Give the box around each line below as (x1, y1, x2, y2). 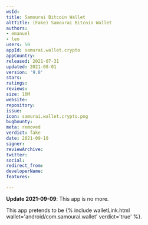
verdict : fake (6, 130, 41, 136)
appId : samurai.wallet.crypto (6, 47, 81, 53)
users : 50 (6, 42, 31, 48)
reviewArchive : (6, 146, 44, 152)
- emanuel (6, 31, 31, 37)
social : (6, 157, 25, 163)
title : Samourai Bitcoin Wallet (6, 14, 85, 20)
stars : (6, 75, 22, 81)
